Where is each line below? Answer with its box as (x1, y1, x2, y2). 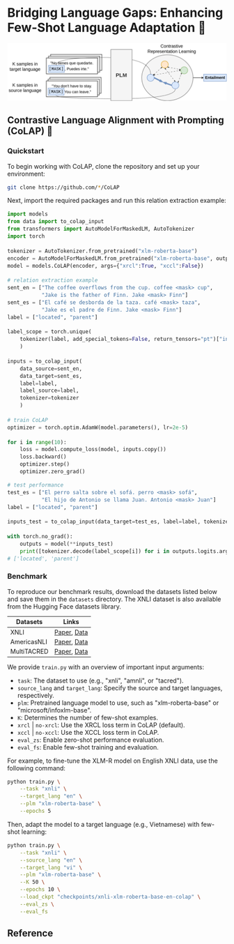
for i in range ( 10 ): (7, 439, 68, 446)
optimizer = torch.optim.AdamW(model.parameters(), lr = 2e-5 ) (7, 424, 189, 431)
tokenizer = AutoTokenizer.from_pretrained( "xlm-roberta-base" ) (7, 248, 198, 254)
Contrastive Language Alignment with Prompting (7, 114, 224, 126)
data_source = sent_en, (19, 365, 82, 372)
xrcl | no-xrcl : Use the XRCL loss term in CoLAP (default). (17, 720, 186, 729)
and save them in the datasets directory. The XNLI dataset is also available (7, 595, 221, 603)
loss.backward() (19, 453, 68, 461)
